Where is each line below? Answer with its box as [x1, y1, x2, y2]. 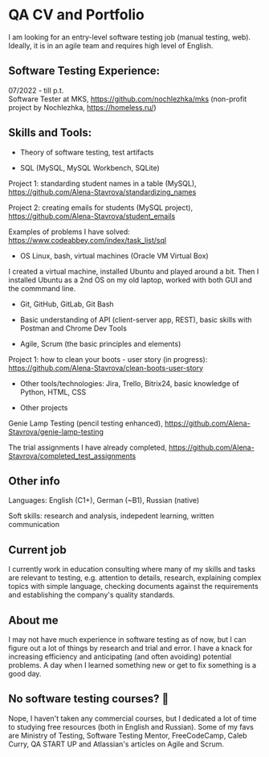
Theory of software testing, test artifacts [19, 147, 154, 157]
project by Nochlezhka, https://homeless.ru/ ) [8, 102, 157, 112]
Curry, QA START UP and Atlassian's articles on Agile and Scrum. [8, 738, 225, 749]
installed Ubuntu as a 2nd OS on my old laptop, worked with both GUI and [8, 275, 253, 285]
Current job [8, 543, 67, 557]
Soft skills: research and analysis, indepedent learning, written [8, 511, 214, 520]
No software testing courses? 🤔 [8, 692, 169, 706]
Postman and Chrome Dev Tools [19, 323, 127, 333]
